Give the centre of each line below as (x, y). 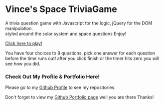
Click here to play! (24, 43)
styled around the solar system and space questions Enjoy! (66, 33)
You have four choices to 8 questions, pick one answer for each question (80, 53)
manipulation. (19, 28)
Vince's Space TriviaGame (61, 9)
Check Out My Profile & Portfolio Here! (53, 76)
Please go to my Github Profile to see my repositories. (60, 87)
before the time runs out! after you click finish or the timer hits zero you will (82, 58)
